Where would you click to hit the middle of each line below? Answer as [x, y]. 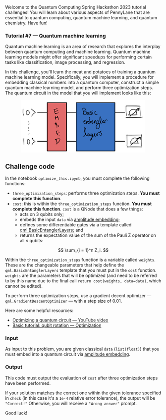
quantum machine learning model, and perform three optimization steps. [79, 88]
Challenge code [30, 166]
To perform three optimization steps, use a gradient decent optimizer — [78, 296]
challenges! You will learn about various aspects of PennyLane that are [78, 12]
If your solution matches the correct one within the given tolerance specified [83, 393]
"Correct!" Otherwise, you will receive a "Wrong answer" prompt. [71, 403]
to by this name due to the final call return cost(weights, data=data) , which [83, 281]
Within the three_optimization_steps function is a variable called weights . [81, 260]
